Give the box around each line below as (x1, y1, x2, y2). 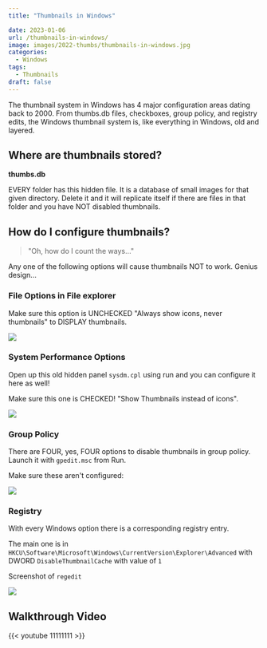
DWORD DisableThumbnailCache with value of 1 (8, 556, 162, 566)
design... (8, 271, 37, 280)
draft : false (8, 77, 52, 86)
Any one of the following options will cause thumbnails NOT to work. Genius (8, 262, 258, 271)
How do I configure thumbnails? (8, 225, 170, 239)
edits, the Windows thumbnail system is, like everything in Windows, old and (8, 117, 259, 126)
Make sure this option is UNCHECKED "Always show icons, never (8, 308, 223, 318)
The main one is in (8, 539, 69, 549)
